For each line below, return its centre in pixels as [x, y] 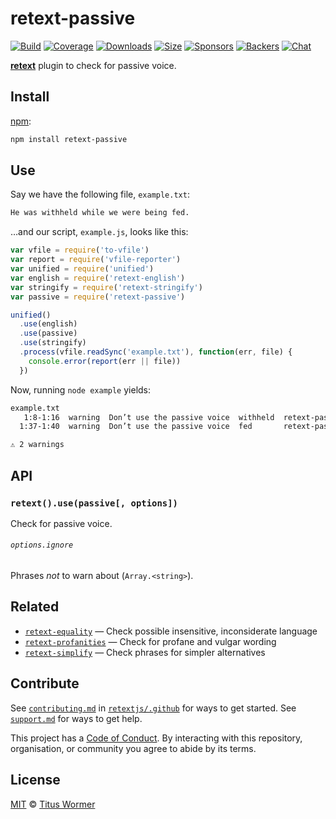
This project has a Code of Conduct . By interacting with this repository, [156, 738]
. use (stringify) [53, 343]
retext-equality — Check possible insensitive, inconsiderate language [171, 631]
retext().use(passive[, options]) [94, 503]
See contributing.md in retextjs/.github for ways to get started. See [153, 708]
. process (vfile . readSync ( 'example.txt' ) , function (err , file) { [156, 352]
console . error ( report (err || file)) [105, 361]
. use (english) [48, 324]
